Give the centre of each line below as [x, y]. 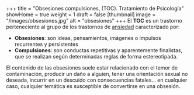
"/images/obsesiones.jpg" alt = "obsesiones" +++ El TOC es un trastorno [94, 21]
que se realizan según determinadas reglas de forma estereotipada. [96, 56]
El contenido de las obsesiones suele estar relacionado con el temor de [92, 68]
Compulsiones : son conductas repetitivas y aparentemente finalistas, [98, 50]
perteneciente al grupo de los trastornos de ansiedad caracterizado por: [93, 27]
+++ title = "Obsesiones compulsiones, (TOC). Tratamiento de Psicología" [95, 8]
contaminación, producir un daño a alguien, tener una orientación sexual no [97, 74]
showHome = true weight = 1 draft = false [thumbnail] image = [81, 14]
